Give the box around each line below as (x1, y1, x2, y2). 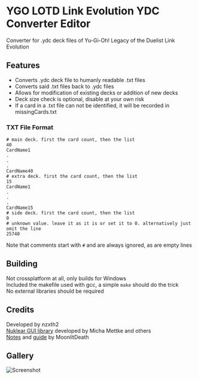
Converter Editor (6, 17, 91, 31)
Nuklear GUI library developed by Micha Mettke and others (6, 327, 151, 334)
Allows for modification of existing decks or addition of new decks (14, 89, 178, 96)
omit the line (6, 226, 42, 232)
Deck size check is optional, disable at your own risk (14, 95, 145, 102)
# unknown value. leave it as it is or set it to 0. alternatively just (6, 220, 191, 227)
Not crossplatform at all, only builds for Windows (6, 274, 127, 282)
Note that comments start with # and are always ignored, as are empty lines (6, 241, 193, 249)
